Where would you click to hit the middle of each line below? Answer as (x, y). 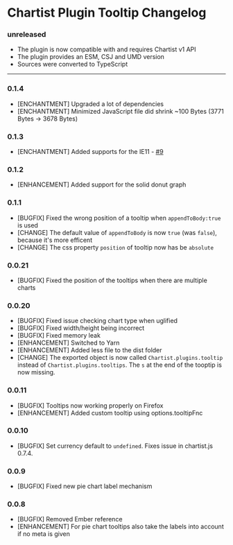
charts (26, 287)
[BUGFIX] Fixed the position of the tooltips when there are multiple (112, 280)
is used (27, 225)
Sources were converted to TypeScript (72, 64)
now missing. (36, 372)
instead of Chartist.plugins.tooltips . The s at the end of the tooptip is (119, 365)
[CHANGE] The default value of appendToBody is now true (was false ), (117, 232)
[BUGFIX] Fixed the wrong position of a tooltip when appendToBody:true (119, 218)
